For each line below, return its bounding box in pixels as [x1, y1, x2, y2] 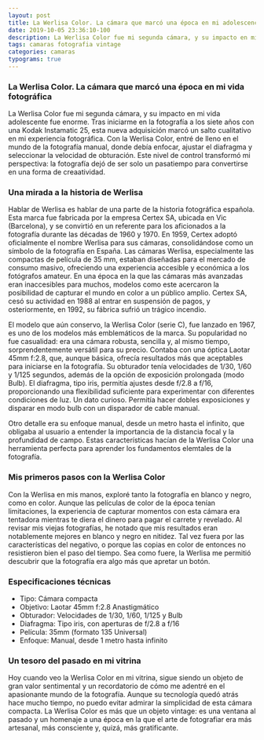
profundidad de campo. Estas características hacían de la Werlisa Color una [8, 435, 254, 445]
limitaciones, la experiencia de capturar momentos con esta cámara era [8, 506, 240, 515]
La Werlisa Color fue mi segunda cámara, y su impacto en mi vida [8, 109, 221, 119]
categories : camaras [8, 48, 76, 56]
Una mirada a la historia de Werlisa [8, 187, 144, 198]
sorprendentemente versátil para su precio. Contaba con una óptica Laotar [8, 345, 251, 354]
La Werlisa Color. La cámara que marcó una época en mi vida [8, 81, 245, 92]
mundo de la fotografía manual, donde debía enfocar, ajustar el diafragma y [8, 142, 253, 152]
